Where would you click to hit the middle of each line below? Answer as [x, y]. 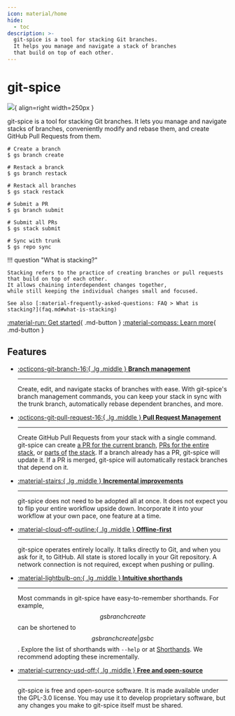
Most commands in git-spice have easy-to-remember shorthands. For [118, 598]
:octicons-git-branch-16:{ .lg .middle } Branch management [104, 369]
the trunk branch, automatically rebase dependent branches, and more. [120, 404]
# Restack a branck [36, 167]
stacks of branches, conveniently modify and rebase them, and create [108, 128]
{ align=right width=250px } [54, 107]
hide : [15, 20]
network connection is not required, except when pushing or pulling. [116, 564]
